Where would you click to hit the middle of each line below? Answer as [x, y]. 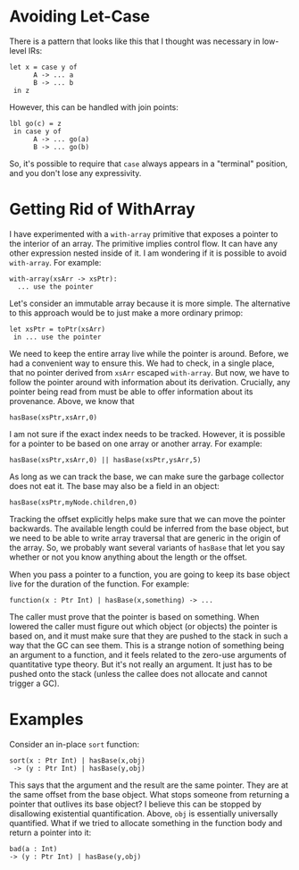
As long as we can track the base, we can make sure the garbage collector [147, 477]
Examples [46, 719]
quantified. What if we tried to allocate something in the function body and [146, 823]
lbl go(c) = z [36, 123]
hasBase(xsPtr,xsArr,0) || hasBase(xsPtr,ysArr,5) [105, 460]
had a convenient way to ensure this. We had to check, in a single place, [142, 363]
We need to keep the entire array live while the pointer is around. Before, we [149, 353]
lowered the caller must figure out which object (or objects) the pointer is [144, 626]
